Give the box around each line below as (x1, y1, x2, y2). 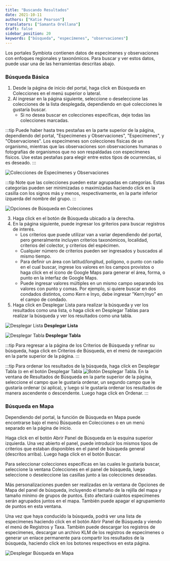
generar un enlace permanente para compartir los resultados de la (5, 535, 145, 541)
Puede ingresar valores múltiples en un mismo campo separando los (20, 280, 164, 287)
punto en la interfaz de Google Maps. (20, 275, 98, 281)
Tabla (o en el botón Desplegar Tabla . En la (5, 369, 149, 375)
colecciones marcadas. (20, 118, 70, 124)
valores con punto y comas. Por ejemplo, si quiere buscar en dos (20, 286, 156, 292)
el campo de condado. (20, 296, 67, 303)
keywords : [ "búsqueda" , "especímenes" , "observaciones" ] (5, 36, 128, 41)
